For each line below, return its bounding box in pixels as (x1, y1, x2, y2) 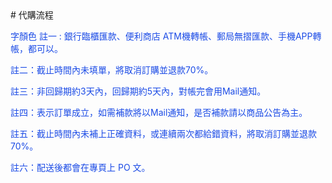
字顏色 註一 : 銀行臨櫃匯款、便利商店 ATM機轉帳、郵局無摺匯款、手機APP (10, 30, 313, 42)
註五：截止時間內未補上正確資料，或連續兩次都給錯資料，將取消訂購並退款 (10, 128, 317, 139)
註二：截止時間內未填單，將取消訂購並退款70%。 (10, 64, 214, 76)
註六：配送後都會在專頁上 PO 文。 (10, 162, 151, 173)
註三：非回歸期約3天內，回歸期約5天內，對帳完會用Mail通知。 (10, 85, 267, 97)
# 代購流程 (10, 9, 54, 21)
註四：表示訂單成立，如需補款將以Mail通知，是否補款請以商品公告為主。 (10, 107, 308, 118)
